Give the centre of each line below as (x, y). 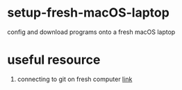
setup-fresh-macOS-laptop (89, 13)
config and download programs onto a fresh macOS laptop (91, 32)
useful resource (54, 60)
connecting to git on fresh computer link (75, 79)
